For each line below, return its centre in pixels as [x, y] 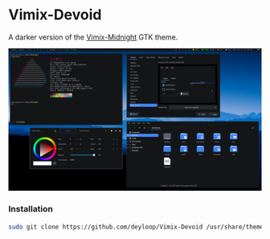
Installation [31, 209]
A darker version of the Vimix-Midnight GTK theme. [93, 37]
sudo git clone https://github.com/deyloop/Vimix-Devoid [106, 227]
